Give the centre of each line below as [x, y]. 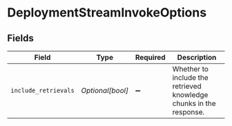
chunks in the [194, 103]
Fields [21, 38]
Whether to [191, 69]
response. [188, 112]
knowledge [190, 95]
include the [190, 77]
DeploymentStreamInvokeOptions [107, 13]
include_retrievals [42, 91]
